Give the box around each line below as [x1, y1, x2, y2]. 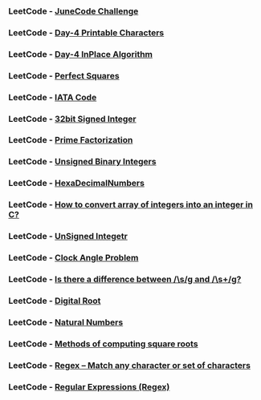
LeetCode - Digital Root [8, 295, 101, 306]
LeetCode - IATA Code [8, 91, 97, 103]
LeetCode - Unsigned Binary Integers [8, 156, 157, 168]
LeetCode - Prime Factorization [8, 135, 133, 146]
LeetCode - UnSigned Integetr [8, 231, 128, 242]
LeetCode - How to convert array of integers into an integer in [8, 199, 253, 210]
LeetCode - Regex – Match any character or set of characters [8, 359, 251, 370]
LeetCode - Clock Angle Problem [8, 253, 139, 264]
